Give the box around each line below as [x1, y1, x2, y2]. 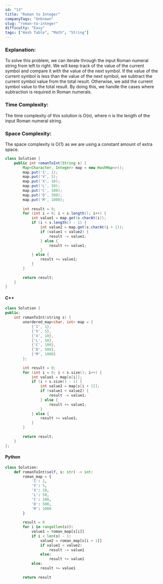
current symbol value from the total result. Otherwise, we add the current [5, 78, 153, 84]
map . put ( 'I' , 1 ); [23, 170, 58, 175]
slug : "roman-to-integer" [5, 21, 58, 26]
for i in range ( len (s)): [23, 524, 74, 530]
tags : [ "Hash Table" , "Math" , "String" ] [5, 30, 89, 35]
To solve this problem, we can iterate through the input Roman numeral [5, 58, 149, 64]
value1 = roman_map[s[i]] [31, 529, 84, 534]
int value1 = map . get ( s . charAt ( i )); [31, 215, 107, 221]
